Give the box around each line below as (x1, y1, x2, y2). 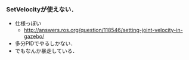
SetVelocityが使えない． (6, 5, 78, 13)
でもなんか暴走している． (14, 48, 78, 55)
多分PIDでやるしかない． (14, 40, 76, 47)
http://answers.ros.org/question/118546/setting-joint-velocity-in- (23, 27, 183, 34)
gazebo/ (23, 33, 45, 40)
